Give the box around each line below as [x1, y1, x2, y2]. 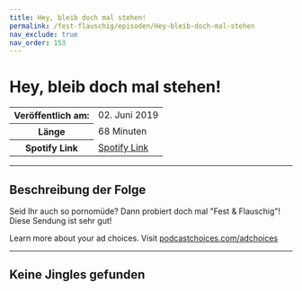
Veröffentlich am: [13, 110, 90, 122]
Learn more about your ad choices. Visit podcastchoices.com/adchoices [9, 233, 279, 243]
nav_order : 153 [9, 38, 67, 48]
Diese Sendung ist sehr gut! [9, 216, 112, 225]
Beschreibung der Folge [9, 181, 147, 198]
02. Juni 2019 [98, 109, 159, 121]
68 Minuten [98, 125, 147, 137]
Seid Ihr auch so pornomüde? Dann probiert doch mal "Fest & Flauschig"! [9, 206, 281, 216]
